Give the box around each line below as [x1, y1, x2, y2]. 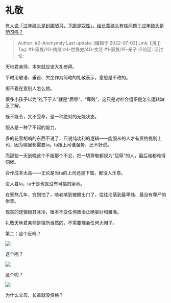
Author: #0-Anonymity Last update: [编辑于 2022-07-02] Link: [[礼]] [17, 39, 161, 46]
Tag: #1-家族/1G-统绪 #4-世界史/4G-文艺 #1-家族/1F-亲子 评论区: [17, 46, 153, 52]
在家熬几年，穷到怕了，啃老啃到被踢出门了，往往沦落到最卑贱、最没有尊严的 [5, 191, 166, 198]
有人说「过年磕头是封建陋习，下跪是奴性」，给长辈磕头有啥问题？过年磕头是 [5, 23, 164, 29]
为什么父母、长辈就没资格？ [5, 292, 64, 298]
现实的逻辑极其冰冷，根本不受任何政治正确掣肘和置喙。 [5, 208, 121, 215]
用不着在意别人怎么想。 [5, 85, 55, 91]
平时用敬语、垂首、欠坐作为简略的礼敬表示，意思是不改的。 [5, 74, 131, 80]
